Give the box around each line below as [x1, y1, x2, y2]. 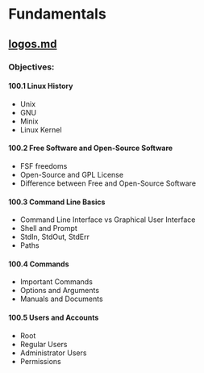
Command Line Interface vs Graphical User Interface [19, 215, 196, 224]
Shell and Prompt [19, 224, 78, 233]
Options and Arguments [19, 286, 99, 295]
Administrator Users [19, 348, 87, 358]
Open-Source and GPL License [19, 170, 123, 179]
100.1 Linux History [8, 82, 73, 91]
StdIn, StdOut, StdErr [19, 232, 90, 242]
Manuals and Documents [19, 294, 103, 304]
